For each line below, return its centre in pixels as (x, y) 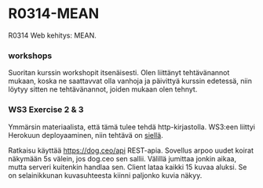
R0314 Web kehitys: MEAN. (52, 35)
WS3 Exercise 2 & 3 (46, 110)
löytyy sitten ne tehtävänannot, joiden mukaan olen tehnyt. (103, 89)
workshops (30, 56)
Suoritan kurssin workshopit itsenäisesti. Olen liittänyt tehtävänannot (119, 73)
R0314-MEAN (54, 14)
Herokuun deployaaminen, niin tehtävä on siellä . (86, 135)
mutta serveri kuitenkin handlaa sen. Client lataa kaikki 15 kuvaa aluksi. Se (128, 167)
